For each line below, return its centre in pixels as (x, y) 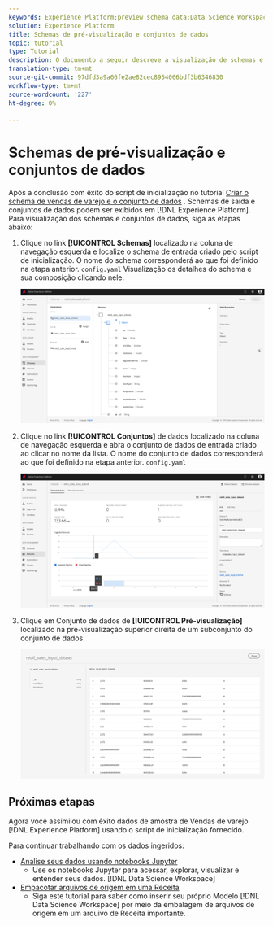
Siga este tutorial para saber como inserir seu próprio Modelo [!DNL (146, 896)
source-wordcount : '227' (50, 94)
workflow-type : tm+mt (45, 85)
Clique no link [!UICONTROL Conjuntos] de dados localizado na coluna (140, 436)
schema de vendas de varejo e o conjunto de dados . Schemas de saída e (132, 201)
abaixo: (21, 227)
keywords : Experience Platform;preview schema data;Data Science (121, 17)
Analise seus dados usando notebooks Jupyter (99, 861)
